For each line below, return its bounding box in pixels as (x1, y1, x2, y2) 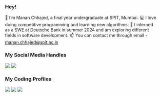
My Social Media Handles (5, 52, 67, 58)
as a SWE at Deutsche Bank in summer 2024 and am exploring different (5, 27, 149, 33)
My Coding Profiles (5, 76, 52, 82)
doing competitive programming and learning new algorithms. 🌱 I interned (5, 22, 154, 28)
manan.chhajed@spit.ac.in (5, 39, 59, 45)
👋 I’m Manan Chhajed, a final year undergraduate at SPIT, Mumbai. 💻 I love (5, 15, 157, 20)
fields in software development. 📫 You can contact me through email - (5, 33, 148, 39)
